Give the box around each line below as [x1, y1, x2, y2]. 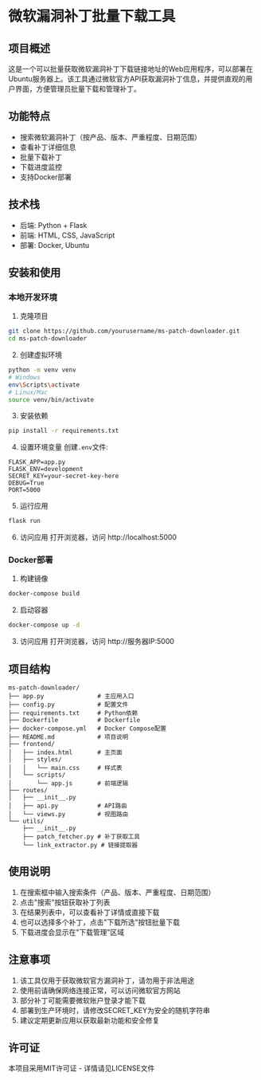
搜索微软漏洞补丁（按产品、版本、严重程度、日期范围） [19, 132, 201, 142]
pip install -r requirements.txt [8, 427, 119, 435]
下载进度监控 [19, 162, 62, 171]
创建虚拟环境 [19, 350, 62, 359]
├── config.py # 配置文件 [8, 701, 129, 709]
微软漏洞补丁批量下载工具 [8, 7, 177, 26]
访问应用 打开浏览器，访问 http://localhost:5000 [19, 532, 177, 542]
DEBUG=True [8, 479, 45, 487]
